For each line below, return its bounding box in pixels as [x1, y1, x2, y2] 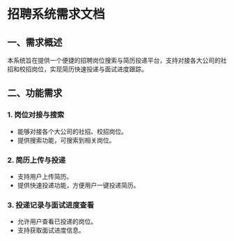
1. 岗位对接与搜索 [7, 110, 65, 119]
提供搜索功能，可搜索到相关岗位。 [17, 136, 116, 144]
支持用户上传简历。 [17, 172, 73, 180]
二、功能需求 [7, 87, 63, 99]
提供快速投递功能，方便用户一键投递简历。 [17, 181, 140, 189]
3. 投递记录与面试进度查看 [7, 200, 95, 210]
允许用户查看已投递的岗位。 [17, 217, 97, 226]
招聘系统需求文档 [7, 6, 106, 22]
